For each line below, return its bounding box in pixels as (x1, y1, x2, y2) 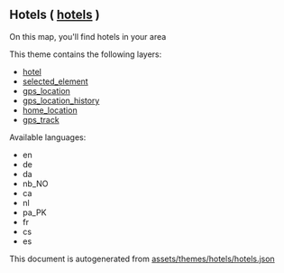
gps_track (22, 114, 60, 125)
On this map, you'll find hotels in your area (9, 31, 167, 42)
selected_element (22, 76, 88, 87)
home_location (22, 104, 78, 116)
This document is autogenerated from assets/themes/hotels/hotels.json (9, 253, 275, 264)
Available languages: (9, 131, 87, 143)
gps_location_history (22, 95, 100, 106)
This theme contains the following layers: (9, 49, 162, 60)
